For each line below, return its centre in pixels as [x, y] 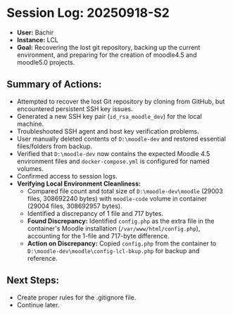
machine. [30, 124]
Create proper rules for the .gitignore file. [76, 297]
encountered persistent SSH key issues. [75, 109]
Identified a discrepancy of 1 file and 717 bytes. [95, 213]
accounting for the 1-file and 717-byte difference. [98, 236]
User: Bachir [35, 32]
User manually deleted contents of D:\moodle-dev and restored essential [121, 139]
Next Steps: [33, 280]
